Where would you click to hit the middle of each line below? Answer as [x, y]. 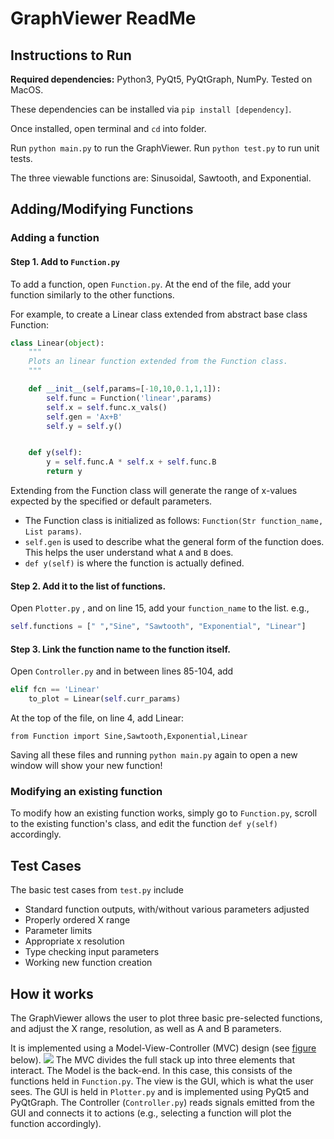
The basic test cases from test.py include [97, 890]
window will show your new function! [86, 766]
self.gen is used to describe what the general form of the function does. [174, 542]
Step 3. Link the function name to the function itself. [120, 649]
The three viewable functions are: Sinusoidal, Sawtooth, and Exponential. [161, 178]
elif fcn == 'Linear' [55, 690]
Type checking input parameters [92, 952]
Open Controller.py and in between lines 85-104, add [122, 671]
